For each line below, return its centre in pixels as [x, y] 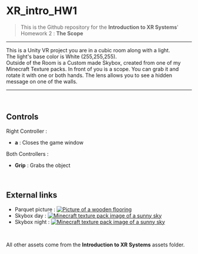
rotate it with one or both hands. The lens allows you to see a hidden [89, 75]
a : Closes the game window [49, 142]
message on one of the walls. [42, 81]
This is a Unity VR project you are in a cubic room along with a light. [88, 50]
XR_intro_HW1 [42, 11]
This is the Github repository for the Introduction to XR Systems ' [99, 27]
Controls [22, 117]
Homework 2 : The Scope [52, 33]
